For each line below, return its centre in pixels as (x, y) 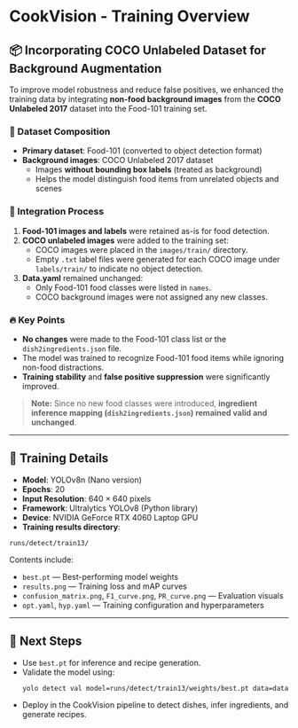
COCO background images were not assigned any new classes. (152, 297)
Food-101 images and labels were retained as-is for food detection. (146, 231)
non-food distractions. (63, 367)
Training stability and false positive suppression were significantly (146, 376)
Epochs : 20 (43, 489)
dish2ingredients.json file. (72, 348)
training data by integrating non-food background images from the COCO (145, 99)
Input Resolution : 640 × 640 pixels (86, 498)
